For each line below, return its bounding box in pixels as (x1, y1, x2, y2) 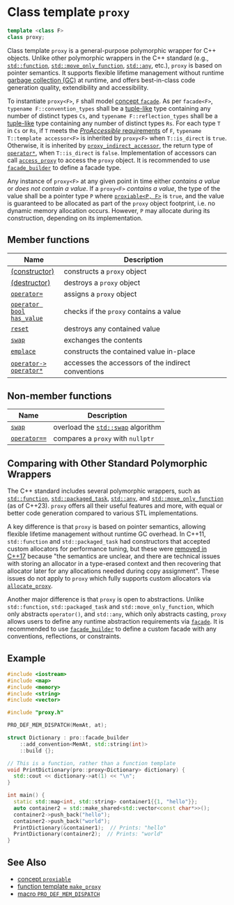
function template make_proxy (17, 882, 101, 890)
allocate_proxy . (7, 582, 54, 590)
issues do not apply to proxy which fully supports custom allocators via (7, 574, 211, 583)
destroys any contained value (63, 324, 160, 333)
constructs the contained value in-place (63, 346, 196, 356)
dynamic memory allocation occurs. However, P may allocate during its (7, 206, 210, 214)
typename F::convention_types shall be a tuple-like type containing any (7, 104, 211, 112)
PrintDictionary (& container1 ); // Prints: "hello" (13, 824, 167, 831)
